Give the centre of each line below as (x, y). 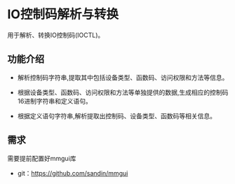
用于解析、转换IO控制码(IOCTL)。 (56, 35)
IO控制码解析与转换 (63, 14)
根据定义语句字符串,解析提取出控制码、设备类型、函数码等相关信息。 (116, 115)
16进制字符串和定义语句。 (55, 101)
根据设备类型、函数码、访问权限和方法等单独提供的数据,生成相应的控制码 (123, 92)
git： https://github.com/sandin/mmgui (73, 173)
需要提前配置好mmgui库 (42, 158)
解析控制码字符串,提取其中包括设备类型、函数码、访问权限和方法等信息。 (123, 77)
